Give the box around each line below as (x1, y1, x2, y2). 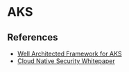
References (7, 32, 58, 43)
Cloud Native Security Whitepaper (17, 57, 116, 65)
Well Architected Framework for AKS (17, 49, 122, 58)
